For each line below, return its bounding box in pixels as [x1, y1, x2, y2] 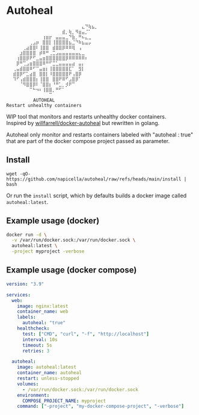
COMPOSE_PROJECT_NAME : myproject [22, 398, 106, 404]
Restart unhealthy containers [6, 102, 82, 108]
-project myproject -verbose [11, 248, 85, 254]
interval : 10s [22, 336, 58, 343]
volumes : [17, 381, 39, 387]
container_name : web [17, 309, 69, 315]
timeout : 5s [22, 342, 52, 348]
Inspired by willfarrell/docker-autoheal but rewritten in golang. [6, 119, 160, 126]
